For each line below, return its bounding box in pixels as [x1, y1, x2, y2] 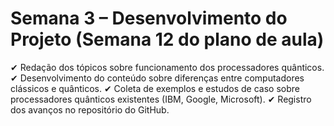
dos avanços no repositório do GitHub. [10, 103, 170, 116]
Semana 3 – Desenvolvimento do [10, 7, 288, 30]
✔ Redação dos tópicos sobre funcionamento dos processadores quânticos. [10, 61, 325, 73]
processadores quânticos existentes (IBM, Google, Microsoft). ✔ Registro [10, 93, 312, 105]
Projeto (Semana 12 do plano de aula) [10, 28, 325, 51]
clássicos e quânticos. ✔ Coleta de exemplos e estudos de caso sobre [10, 82, 300, 94]
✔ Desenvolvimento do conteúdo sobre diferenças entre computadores [10, 72, 305, 84]
